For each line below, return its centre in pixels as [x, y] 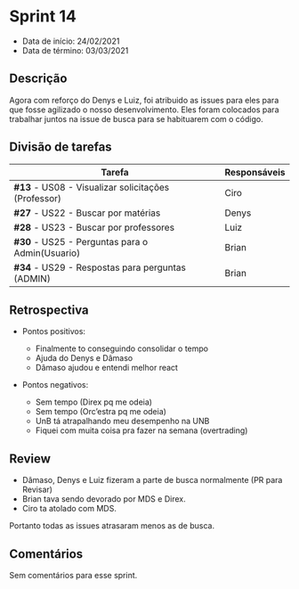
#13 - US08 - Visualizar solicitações [92, 187]
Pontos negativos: [55, 385]
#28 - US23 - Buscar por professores [94, 227]
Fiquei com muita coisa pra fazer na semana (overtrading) [141, 430]
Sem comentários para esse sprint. [73, 575]
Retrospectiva [49, 310]
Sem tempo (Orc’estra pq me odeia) [101, 412]
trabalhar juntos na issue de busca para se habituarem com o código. [137, 119]
